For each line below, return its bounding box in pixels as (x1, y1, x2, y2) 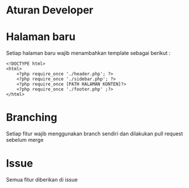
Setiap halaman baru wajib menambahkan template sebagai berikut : (6, 50, 171, 57)
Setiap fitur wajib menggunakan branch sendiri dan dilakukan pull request (6, 130, 183, 137)
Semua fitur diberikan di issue (6, 176, 78, 183)
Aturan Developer (6, 4, 94, 17)
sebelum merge (6, 137, 44, 144)
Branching (6, 111, 57, 124)
